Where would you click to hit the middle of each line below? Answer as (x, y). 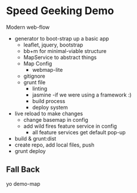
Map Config (38, 64)
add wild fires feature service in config (70, 126)
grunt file (34, 82)
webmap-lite (47, 69)
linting (40, 88)
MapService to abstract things (60, 57)
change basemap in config (56, 119)
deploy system (50, 107)
